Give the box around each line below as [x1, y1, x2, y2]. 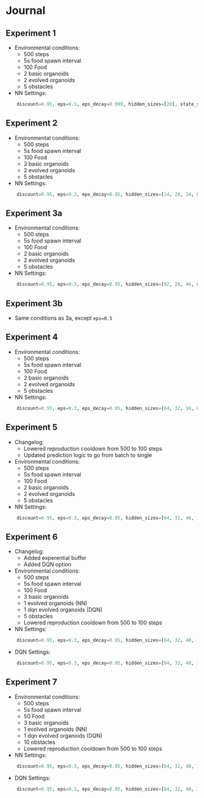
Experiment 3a [5, 208, 63, 218]
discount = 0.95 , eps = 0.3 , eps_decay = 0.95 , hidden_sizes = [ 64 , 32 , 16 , [16, 405, 194, 411]
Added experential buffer [23, 554, 86, 562]
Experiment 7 [5, 677, 57, 687]
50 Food [23, 712, 45, 719]
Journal [5, 4, 46, 18]
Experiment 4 [5, 332, 58, 342]
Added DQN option [23, 561, 71, 568]
